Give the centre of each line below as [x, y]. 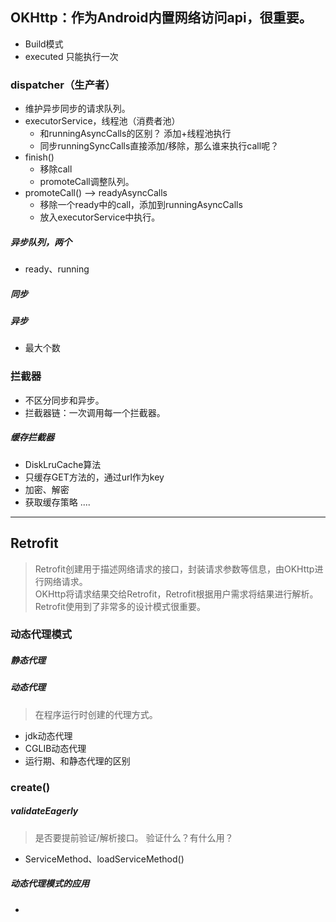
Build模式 [44, 44]
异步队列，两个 [41, 242]
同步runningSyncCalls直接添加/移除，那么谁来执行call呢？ [159, 146]
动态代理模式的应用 [50, 884]
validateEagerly [44, 811]
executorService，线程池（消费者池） [102, 121]
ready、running [57, 269]
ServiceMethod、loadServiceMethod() [104, 859]
